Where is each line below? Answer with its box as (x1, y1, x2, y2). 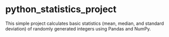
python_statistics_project (5, 4, 117, 15)
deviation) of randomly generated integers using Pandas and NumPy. (5, 25, 151, 31)
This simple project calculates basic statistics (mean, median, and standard (5, 20, 164, 26)
